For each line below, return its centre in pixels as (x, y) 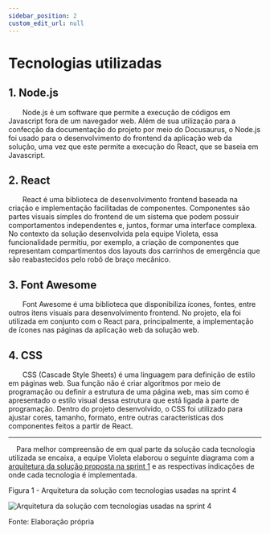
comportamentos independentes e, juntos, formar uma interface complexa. (133, 226)
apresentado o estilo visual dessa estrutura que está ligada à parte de (124, 400)
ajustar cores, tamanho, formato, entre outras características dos (116, 417)
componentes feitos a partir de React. (71, 426)
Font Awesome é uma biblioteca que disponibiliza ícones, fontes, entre (139, 304)
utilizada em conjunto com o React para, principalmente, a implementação (131, 321)
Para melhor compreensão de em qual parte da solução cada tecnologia (135, 449)
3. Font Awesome (53, 285)
